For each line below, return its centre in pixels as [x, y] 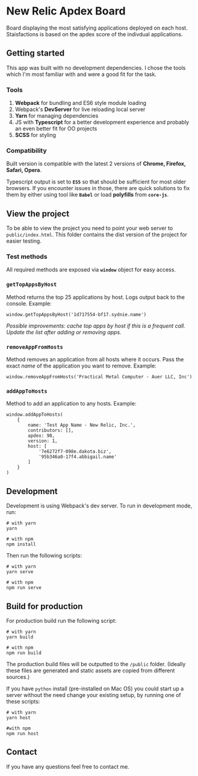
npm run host [23, 733]
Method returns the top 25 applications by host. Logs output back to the [96, 297]
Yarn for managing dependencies [57, 116]
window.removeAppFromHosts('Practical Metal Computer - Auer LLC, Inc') [99, 377]
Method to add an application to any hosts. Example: [71, 404]
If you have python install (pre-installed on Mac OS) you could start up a [95, 689]
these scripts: [23, 701]
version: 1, [43, 441]
